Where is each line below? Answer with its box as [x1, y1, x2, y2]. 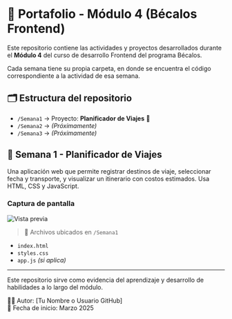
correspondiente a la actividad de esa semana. [7, 72, 140, 80]
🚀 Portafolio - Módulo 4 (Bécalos [7, 6, 197, 22]
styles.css [17, 249, 49, 257]
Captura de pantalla [7, 199, 75, 209]
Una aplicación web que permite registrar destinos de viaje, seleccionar [7, 167, 212, 175]
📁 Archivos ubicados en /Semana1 [23, 227, 119, 236]
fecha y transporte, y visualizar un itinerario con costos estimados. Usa [7, 174, 210, 183]
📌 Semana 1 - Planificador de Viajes [7, 149, 162, 161]
